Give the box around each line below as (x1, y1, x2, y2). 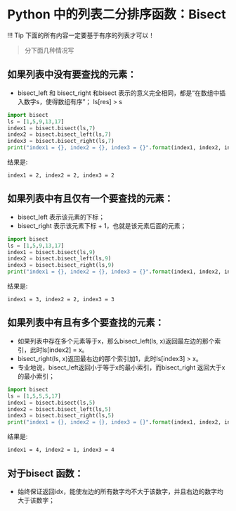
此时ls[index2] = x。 (29, 346, 88, 354)
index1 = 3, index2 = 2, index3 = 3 (7, 296, 114, 303)
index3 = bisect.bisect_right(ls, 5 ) (7, 412, 114, 419)
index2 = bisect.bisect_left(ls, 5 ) (7, 405, 112, 412)
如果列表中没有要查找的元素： (7, 68, 137, 81)
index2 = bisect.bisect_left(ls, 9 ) (7, 255, 112, 263)
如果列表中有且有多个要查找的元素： (7, 317, 164, 329)
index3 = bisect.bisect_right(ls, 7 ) (7, 138, 114, 145)
